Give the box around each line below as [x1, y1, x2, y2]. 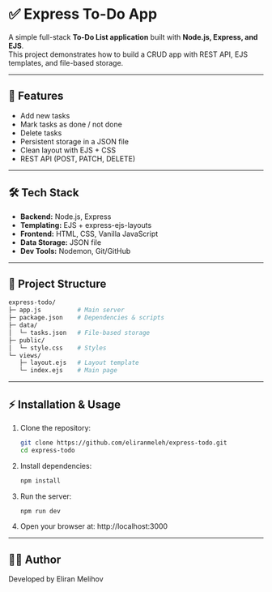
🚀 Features [8, 89, 64, 103]
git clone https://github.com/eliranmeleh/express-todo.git [19, 439, 227, 447]
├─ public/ [8, 336, 45, 345]
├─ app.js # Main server [8, 306, 125, 315]
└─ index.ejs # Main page [19, 367, 117, 375]
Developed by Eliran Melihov [8, 574, 104, 584]
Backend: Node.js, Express [19, 212, 112, 221]
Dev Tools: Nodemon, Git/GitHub [19, 246, 131, 255]
